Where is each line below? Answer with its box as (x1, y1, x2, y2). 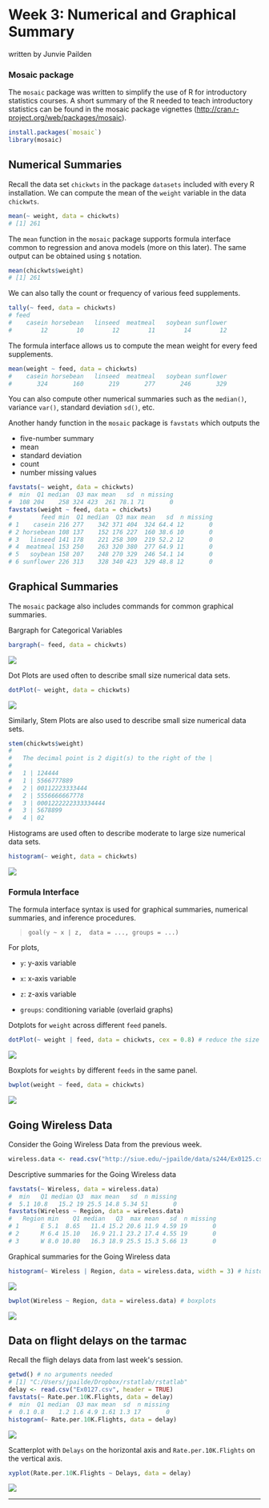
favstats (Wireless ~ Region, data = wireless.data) (8, 1207, 184, 1215)
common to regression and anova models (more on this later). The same (8, 242, 247, 252)
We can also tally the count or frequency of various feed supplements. (8, 289, 241, 298)
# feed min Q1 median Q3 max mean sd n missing (8, 513, 214, 521)
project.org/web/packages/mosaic (8, 113, 122, 123)
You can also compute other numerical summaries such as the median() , (8, 394, 247, 404)
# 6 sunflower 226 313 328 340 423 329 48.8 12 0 (8, 558, 214, 566)
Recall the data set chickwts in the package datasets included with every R (8, 179, 255, 189)
